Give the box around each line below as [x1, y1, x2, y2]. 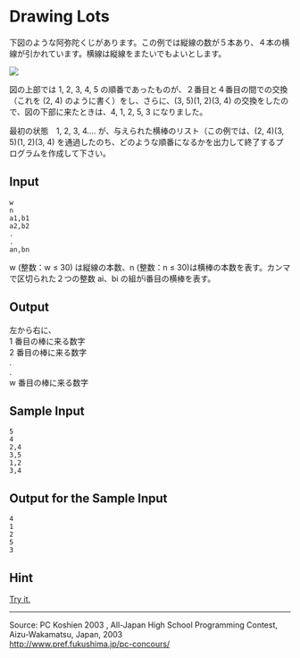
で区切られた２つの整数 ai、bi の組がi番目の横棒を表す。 [9, 273, 216, 284]
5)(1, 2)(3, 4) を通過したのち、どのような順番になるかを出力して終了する [9, 136, 276, 147]
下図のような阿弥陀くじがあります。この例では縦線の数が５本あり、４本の [9, 37, 283, 47]
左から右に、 [9, 324, 56, 335]
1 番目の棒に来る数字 [9, 336, 86, 346]
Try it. [9, 594, 31, 604]
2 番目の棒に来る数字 [9, 346, 87, 357]
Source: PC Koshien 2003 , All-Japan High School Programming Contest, [9, 620, 279, 630]
